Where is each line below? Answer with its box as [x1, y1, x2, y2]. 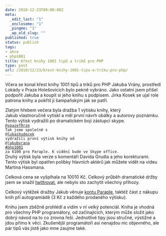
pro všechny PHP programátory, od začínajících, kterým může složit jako [5, 209, 155, 215]
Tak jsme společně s [5, 127, 48, 132]
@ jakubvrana [5, 140, 30, 145]
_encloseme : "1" [9, 21, 43, 26]
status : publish [5, 40, 39, 45]
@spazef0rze [5, 123, 30, 128]
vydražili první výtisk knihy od [5, 136, 75, 141]
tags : [5, 44, 16, 49]
